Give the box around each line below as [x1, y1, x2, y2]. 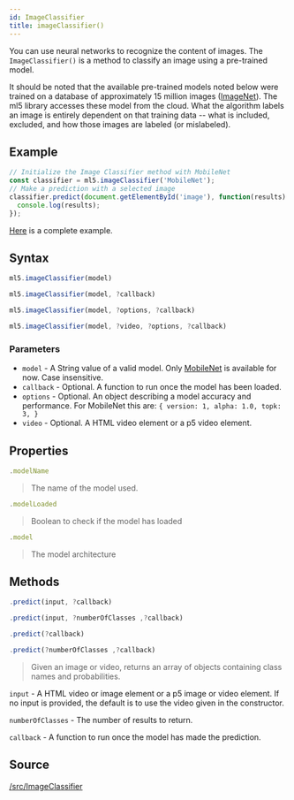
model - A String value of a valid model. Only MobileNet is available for [21, 363, 277, 374]
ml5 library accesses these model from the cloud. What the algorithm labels [9, 100, 284, 110]
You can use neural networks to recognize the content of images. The [9, 45, 263, 56]
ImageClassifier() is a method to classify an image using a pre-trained [9, 55, 268, 65]
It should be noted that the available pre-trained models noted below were [9, 81, 279, 92]
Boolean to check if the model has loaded [30, 515, 183, 526]
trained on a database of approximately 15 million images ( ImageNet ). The [9, 90, 278, 102]
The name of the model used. [30, 483, 139, 493]
